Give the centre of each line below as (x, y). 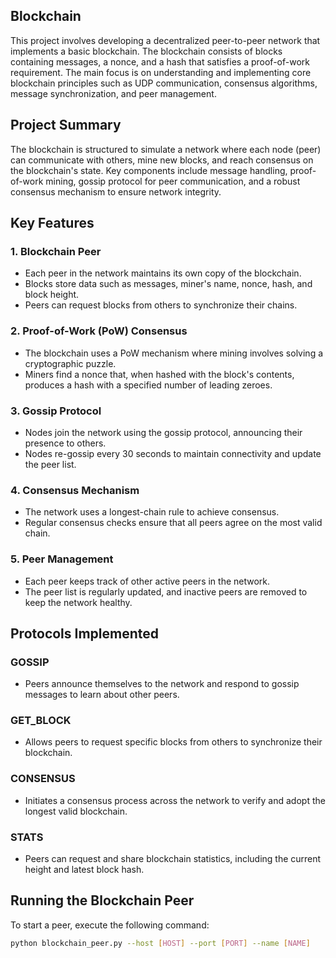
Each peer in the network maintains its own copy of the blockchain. (163, 273)
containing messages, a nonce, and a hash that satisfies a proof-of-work (160, 61)
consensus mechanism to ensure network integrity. (116, 191)
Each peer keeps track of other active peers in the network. (147, 581)
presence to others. (65, 443)
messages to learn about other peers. (102, 695)
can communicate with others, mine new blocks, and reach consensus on (162, 160)
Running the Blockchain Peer (102, 900)
